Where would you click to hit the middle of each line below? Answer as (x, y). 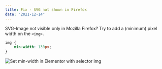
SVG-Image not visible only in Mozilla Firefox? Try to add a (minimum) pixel (81, 28)
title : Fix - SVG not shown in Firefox (46, 10)
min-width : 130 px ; (33, 47)
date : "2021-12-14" (25, 14)
